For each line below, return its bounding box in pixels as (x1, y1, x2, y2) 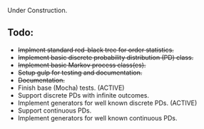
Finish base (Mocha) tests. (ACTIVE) (17, 83, 125, 92)
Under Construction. (7, 6, 68, 14)
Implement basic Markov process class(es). (17, 61, 146, 69)
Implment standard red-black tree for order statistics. (17, 46, 175, 54)
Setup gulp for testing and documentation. (17, 68, 143, 77)
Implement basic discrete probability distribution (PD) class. (17, 53, 194, 61)
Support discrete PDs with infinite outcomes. (17, 91, 150, 99)
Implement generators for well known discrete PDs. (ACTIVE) (17, 98, 198, 107)
